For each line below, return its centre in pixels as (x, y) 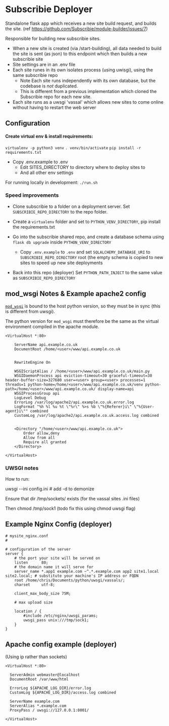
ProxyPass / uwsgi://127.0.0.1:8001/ (49, 710)
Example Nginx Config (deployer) (59, 524)
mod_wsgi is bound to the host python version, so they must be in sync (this (83, 306)
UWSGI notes (22, 468)
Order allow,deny (41, 433)
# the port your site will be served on (57, 558)
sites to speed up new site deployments (61, 263)
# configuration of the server (38, 549)
